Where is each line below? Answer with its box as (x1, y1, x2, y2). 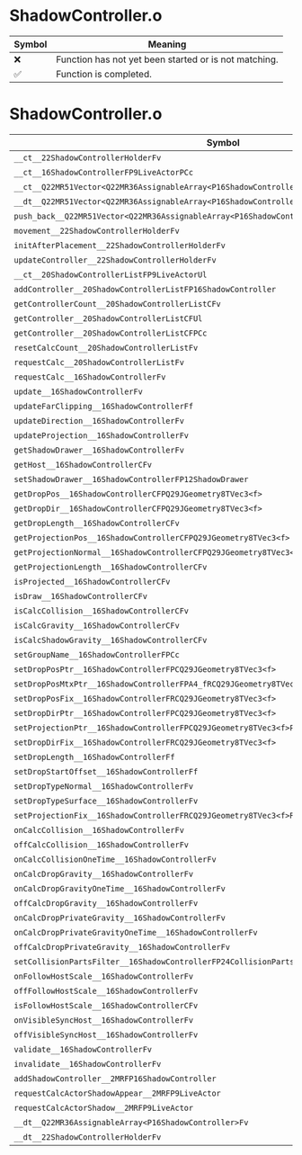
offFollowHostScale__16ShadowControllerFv (13, 986, 199, 996)
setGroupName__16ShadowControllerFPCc (13, 649, 180, 659)
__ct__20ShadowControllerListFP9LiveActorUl (13, 269, 208, 280)
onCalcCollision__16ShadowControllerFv (13, 825, 184, 835)
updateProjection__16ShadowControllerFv (13, 430, 189, 441)
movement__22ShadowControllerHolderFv (13, 226, 180, 236)
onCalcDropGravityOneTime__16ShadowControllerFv (13, 883, 226, 893)
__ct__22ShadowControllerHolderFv (13, 152, 162, 163)
